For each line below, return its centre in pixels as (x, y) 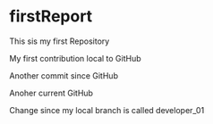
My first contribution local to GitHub (75, 58)
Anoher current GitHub (51, 93)
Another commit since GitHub (64, 75)
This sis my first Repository (60, 41)
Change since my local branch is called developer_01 (107, 110)
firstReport (51, 17)
